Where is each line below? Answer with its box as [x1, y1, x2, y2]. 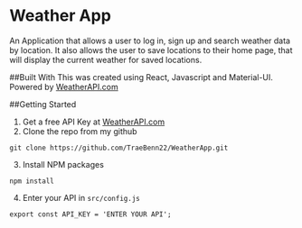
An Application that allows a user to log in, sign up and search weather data [9, 35, 291, 46]
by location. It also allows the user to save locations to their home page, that [9, 44, 293, 55]
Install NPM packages [22, 159, 104, 169]
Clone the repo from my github [22, 125, 137, 136]
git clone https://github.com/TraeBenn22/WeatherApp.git [9, 143, 229, 152]
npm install [9, 177, 54, 186]
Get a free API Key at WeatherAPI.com [22, 116, 165, 127]
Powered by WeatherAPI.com [9, 81, 119, 92]
